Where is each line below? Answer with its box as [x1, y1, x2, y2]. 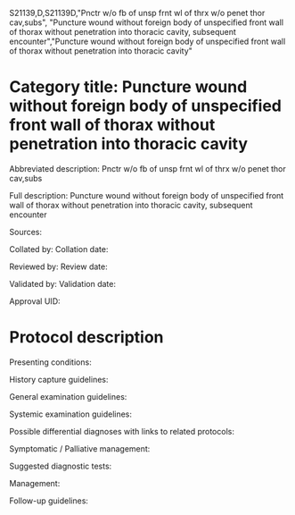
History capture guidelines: [9, 374, 109, 384]
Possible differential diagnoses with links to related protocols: [9, 426, 234, 436]
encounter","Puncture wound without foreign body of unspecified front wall [9, 36, 286, 46]
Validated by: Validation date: [9, 278, 116, 289]
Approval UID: [9, 295, 61, 307]
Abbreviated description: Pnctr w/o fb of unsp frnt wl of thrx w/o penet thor [9, 163, 287, 173]
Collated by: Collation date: [9, 243, 109, 254]
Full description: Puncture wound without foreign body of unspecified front [9, 190, 284, 200]
